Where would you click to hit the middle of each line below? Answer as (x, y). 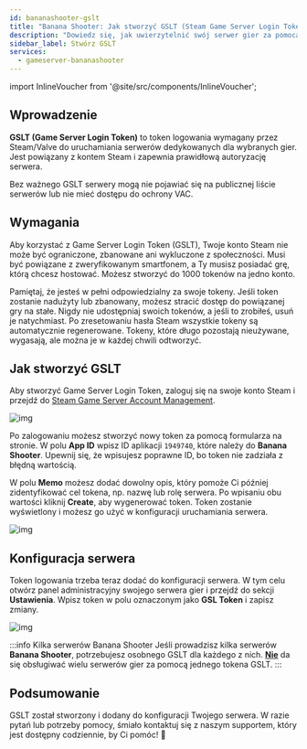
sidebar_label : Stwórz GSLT (63, 43)
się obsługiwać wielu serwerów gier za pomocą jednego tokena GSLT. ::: (146, 665)
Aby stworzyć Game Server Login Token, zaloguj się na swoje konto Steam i (152, 391)
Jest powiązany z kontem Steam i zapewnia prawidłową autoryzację (138, 156)
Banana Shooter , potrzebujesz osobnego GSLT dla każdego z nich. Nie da (150, 655)
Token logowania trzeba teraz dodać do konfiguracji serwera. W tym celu (148, 581)
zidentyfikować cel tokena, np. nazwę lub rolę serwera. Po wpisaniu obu (145, 492)
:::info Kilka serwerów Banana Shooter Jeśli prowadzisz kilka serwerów (143, 645)
